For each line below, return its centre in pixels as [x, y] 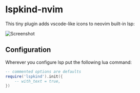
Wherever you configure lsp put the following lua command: [69, 62]
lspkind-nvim [34, 10]
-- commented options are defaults [43, 71]
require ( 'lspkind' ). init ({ [34, 76]
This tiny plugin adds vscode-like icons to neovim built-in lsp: [70, 24]
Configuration [28, 50]
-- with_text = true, [37, 81]
